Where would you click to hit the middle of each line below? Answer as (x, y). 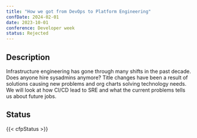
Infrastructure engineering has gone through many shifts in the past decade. (98, 71)
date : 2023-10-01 (27, 22)
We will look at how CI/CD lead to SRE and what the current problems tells (96, 90)
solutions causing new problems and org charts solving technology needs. (96, 83)
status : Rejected (27, 33)
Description (28, 57)
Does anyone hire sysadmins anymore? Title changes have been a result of (97, 78)
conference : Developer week (41, 28)
